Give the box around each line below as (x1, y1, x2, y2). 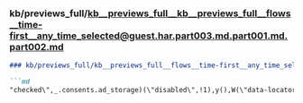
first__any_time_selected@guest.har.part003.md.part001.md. (9, 30, 289, 42)
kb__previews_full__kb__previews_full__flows (87, 7, 291, 20)
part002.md (9, 40, 65, 53)
